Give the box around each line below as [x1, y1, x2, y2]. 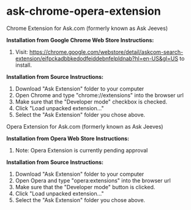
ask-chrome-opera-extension [6, 4, 161, 18]
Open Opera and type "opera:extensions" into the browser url [15, 176, 171, 184]
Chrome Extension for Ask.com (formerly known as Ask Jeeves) [6, 24, 168, 32]
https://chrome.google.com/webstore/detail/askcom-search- [29, 48, 184, 56]
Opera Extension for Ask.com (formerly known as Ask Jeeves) [6, 122, 163, 130]
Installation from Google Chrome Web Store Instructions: [6, 36, 154, 43]
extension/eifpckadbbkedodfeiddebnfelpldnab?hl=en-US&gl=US [15, 54, 179, 62]
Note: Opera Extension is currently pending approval [15, 146, 148, 154]
